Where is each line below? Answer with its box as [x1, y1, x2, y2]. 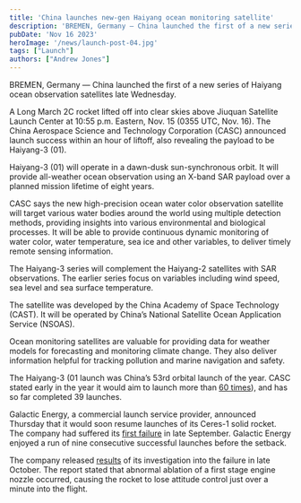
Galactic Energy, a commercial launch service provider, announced [9, 409, 257, 420]
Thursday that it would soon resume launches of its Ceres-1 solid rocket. [9, 419, 277, 429]
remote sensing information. [9, 246, 114, 256]
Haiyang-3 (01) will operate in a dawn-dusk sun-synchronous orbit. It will [9, 162, 279, 172]
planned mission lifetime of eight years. [9, 181, 155, 191]
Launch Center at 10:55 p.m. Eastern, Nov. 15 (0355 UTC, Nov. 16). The [9, 116, 271, 126]
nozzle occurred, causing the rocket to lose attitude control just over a [9, 474, 269, 484]
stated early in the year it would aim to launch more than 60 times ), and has [9, 382, 288, 393]
